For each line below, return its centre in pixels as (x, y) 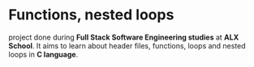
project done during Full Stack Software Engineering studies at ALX (124, 37)
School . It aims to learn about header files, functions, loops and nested (127, 45)
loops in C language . (43, 54)
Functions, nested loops (91, 15)
